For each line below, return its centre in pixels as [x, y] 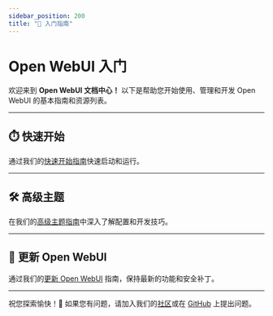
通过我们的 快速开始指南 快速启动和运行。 [76, 161]
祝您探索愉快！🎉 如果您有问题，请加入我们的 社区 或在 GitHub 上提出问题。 [132, 303]
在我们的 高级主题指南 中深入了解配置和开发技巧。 [90, 222]
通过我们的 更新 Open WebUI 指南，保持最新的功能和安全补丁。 [114, 279]
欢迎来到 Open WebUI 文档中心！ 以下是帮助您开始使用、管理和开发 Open [132, 90]
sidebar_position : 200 [47, 16]
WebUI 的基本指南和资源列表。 [60, 101]
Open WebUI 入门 [68, 66]
